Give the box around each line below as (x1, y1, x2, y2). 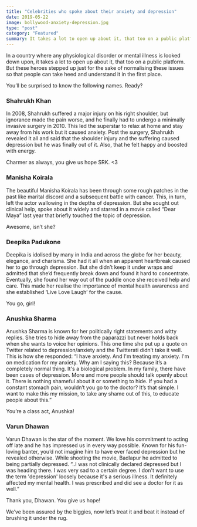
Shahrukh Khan (6, 96, 52, 104)
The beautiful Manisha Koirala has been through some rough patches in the (6, 187, 188, 194)
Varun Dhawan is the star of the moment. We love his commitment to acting (6, 435, 189, 443)
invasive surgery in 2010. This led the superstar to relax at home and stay (6, 123, 183, 130)
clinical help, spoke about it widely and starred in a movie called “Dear (6, 205, 176, 212)
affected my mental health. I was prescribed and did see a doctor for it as (6, 479, 184, 487)
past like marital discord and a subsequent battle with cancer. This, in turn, (6, 193, 186, 200)
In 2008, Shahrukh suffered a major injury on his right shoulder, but (6, 110, 168, 117)
